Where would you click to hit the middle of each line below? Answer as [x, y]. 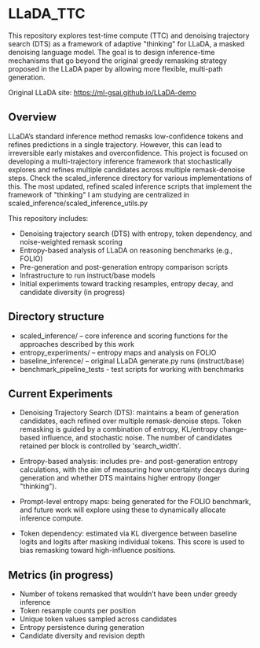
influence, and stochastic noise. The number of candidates [137, 438]
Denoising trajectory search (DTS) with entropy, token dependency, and [136, 234]
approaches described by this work [77, 344]
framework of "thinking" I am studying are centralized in [99, 194]
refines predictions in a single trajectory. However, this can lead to [115, 144]
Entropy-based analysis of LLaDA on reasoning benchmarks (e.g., [126, 250]
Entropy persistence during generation [82, 628]
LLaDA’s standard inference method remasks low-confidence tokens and [126, 136]
